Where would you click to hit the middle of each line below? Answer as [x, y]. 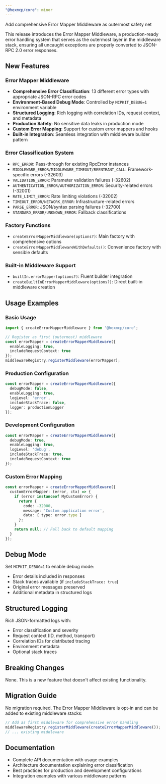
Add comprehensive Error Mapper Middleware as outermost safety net [78, 24]
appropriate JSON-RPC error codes [49, 97]
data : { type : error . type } [53, 515]
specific [21, 174]
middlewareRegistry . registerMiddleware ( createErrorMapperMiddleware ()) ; [83, 727]
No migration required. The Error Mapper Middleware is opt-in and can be [82, 708]
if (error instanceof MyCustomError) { [56, 496]
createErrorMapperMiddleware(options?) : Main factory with [73, 236]
